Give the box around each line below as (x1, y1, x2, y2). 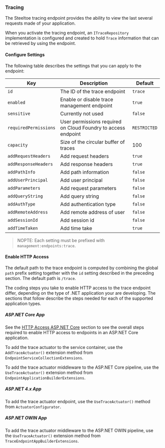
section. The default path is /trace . (5, 275, 76, 281)
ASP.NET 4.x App (5, 386, 42, 392)
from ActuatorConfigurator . (5, 404, 61, 410)
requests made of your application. (5, 20, 76, 26)
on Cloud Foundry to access (60, 124, 125, 131)
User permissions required (60, 118, 122, 125)
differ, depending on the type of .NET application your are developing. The (5, 290, 156, 296)
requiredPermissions (7, 125, 55, 131)
